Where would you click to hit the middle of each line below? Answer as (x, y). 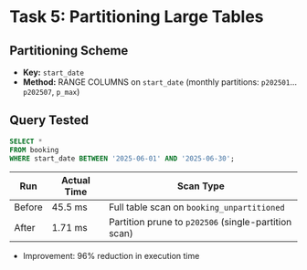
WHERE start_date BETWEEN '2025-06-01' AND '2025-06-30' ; (122, 158)
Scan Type (201, 186)
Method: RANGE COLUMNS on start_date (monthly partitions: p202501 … (160, 82)
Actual (76, 181)
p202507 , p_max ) (51, 92)
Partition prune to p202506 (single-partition (200, 223)
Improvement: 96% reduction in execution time (111, 256)
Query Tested (49, 120)
